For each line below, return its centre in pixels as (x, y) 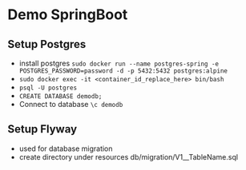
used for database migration (66, 148)
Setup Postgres (47, 44)
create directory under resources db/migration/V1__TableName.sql (128, 156)
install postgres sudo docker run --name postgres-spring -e (119, 63)
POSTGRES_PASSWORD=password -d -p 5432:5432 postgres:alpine (123, 71)
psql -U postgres (48, 88)
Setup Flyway (42, 129)
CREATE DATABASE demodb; (60, 97)
